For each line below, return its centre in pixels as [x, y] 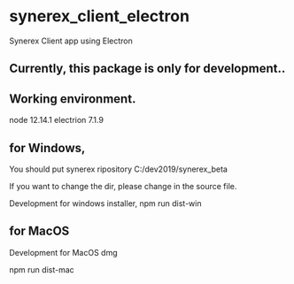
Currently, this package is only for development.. [147, 69]
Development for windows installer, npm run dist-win [105, 203]
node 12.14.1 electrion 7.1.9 [57, 120]
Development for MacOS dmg [63, 252]
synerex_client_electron [100, 16]
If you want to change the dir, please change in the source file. [123, 186]
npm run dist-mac [42, 269]
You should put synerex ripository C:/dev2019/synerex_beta [119, 169]
